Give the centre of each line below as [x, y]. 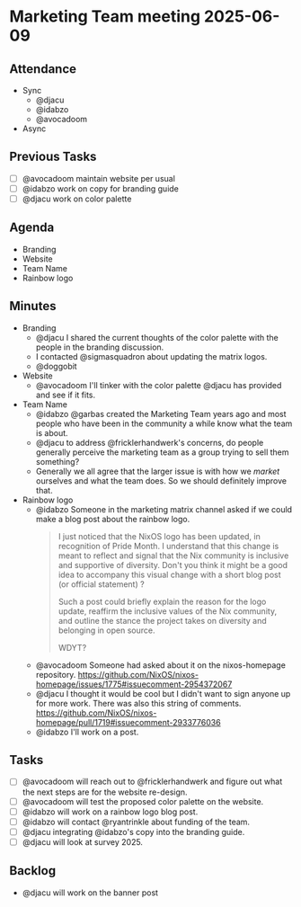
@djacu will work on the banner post [90, 893]
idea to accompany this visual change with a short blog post [169, 574]
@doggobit [57, 366]
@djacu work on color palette [77, 199]
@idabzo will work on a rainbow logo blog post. [110, 812]
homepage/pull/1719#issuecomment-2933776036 [128, 722]
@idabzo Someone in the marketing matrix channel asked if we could [164, 509]
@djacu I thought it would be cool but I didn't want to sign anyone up [163, 693]
